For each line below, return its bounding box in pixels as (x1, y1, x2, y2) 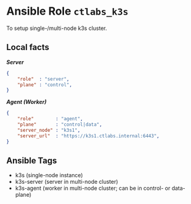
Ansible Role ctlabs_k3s (6, 4, 129, 18)
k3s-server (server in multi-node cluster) (15, 178, 118, 186)
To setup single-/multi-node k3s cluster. (6, 24, 107, 32)
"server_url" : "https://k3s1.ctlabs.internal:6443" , (17, 133, 160, 139)
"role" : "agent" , (17, 116, 84, 122)
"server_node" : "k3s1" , (17, 127, 81, 133)
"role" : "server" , (17, 76, 70, 82)
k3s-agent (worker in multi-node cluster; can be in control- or (15, 184, 171, 192)
